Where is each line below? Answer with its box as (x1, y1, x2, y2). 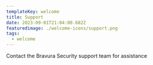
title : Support (6, 14, 44, 20)
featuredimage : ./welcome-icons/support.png (6, 25, 118, 31)
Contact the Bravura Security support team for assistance (6, 53, 147, 59)
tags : (6, 31, 20, 37)
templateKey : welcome (6, 8, 60, 15)
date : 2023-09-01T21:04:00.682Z (6, 19, 86, 25)
